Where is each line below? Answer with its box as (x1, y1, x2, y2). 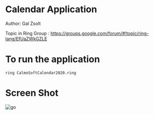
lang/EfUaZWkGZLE (5, 36, 47, 42)
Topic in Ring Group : (5, 30, 49, 36)
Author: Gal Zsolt (5, 20, 41, 26)
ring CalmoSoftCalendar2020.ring (5, 70, 76, 75)
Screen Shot (5, 88, 59, 99)
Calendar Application (5, 4, 97, 15)
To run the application (5, 53, 100, 65)
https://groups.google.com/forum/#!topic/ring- (50, 30, 149, 36)
